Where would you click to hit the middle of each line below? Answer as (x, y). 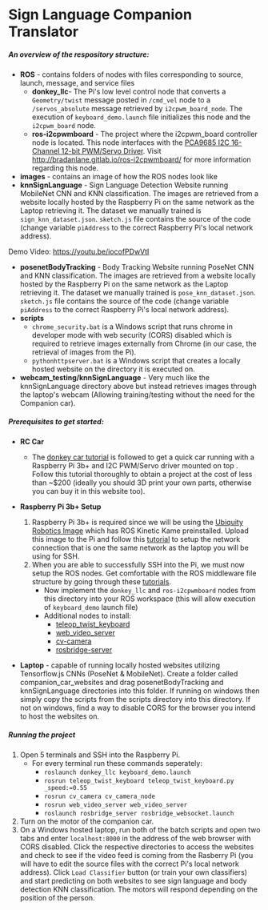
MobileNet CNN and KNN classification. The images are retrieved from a (139, 194)
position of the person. (57, 898)
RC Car (32, 442)
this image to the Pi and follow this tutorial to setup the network (136, 539)
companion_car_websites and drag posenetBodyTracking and (122, 683)
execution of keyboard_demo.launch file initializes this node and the (141, 117)
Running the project (42, 735)
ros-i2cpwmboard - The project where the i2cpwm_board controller (144, 134)
